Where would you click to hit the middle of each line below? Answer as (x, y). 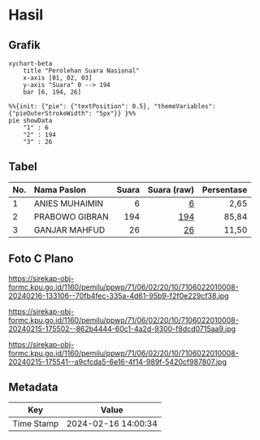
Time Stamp (36, 424)
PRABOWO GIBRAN (71, 216)
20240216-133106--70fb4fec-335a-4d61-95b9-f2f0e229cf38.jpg (119, 295)
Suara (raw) (171, 190)
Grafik (24, 45)
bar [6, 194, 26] (52, 92)
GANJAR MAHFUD (69, 229)
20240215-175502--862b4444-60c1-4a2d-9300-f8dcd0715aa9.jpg (122, 329)
